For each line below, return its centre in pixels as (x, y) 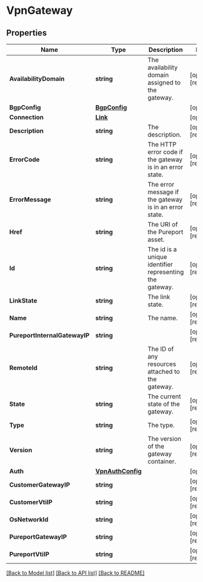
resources (162, 364)
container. (162, 461)
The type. (161, 425)
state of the (164, 404)
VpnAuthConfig (118, 471)
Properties (27, 33)
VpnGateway (40, 11)
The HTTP (162, 144)
